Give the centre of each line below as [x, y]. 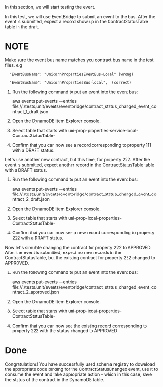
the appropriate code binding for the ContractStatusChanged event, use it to [81, 369]
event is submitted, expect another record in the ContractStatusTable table [80, 165]
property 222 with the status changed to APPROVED [65, 330]
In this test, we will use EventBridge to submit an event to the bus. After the [80, 16]
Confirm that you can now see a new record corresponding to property [83, 232]
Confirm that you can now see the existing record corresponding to [80, 326]
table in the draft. [22, 27]
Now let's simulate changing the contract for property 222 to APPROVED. [78, 247]
